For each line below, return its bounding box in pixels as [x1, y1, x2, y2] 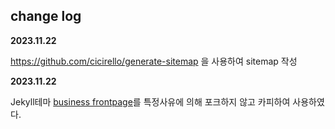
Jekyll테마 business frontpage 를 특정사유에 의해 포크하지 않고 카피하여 [10, 95, 291, 108]
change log [10, 8, 82, 25]
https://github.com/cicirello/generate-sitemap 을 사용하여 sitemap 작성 [10, 55, 298, 67]
